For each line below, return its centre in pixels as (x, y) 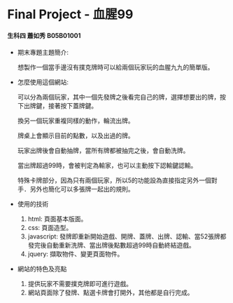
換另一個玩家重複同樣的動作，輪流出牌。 (76, 121)
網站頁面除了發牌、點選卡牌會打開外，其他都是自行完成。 (111, 292)
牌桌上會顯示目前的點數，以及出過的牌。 (76, 136)
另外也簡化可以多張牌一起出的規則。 (82, 189)
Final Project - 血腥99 (70, 14)
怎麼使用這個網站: (43, 82)
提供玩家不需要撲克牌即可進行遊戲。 (80, 284)
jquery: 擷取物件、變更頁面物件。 (76, 254)
